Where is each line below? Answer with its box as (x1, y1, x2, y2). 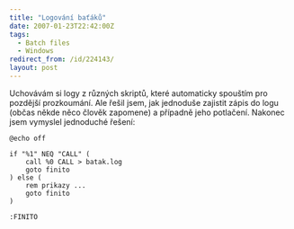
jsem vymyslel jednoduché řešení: (9, 116, 136, 127)
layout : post (9, 64, 58, 73)
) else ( (9, 172, 42, 182)
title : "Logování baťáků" (9, 13, 106, 22)
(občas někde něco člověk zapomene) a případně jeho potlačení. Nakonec (9, 107, 285, 118)
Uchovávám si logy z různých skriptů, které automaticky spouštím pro (9, 87, 268, 99)
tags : (9, 30, 30, 39)
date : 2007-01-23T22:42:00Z (9, 22, 115, 31)
